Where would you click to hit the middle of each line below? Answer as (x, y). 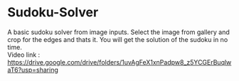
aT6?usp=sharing (33, 70)
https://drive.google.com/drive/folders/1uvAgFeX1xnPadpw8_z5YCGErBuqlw (119, 62)
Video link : (24, 55)
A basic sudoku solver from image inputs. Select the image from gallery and (118, 32)
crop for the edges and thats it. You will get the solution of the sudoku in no (118, 39)
